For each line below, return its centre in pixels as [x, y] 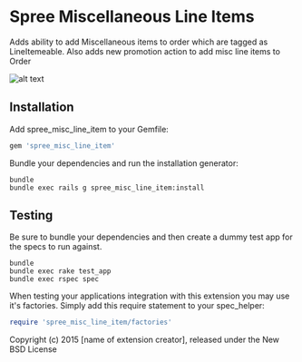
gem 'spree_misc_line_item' [63, 146]
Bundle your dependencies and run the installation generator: [124, 163]
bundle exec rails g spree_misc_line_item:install [107, 188]
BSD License [33, 349]
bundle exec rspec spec [54, 279]
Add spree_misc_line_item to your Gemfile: [89, 129]
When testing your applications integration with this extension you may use [150, 296]
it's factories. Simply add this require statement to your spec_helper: [137, 306]
